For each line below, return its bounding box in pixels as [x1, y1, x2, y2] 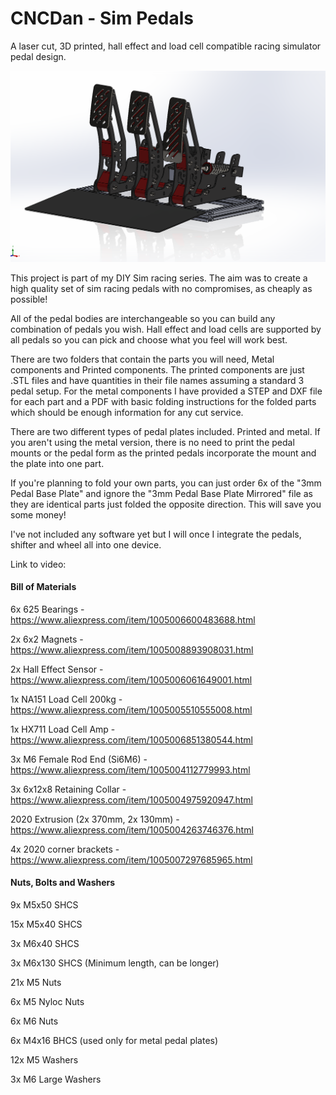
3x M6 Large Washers [10, 1073, 102, 1085]
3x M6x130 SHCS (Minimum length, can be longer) [10, 957, 220, 969]
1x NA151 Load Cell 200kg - [10, 693, 123, 705]
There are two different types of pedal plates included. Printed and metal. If [10, 425, 321, 437]
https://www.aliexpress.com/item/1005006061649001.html [10, 673, 253, 686]
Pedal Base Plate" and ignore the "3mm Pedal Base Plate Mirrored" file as [10, 487, 313, 499]
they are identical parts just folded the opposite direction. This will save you [10, 498, 322, 510]
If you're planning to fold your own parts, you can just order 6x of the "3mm [10, 477, 322, 489]
